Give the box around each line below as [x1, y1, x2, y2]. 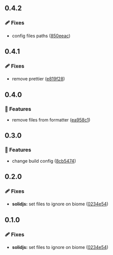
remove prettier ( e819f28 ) [11, 76, 65, 82]
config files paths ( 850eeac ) [11, 33, 70, 39]
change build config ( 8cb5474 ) [11, 158, 76, 164]
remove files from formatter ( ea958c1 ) [11, 117, 90, 123]
